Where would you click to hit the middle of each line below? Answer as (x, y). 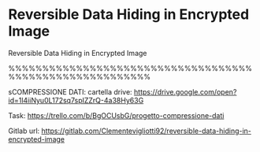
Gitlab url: (24, 131)
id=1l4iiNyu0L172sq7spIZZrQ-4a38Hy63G (76, 100)
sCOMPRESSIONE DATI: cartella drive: (70, 91)
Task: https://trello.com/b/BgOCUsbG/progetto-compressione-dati (116, 115)
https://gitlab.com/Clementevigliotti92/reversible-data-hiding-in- (147, 131)
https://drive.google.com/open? (185, 91)
